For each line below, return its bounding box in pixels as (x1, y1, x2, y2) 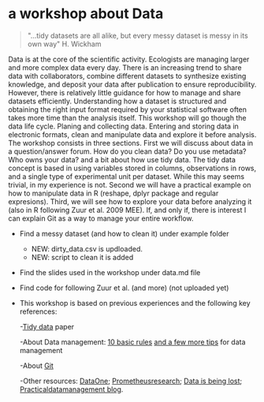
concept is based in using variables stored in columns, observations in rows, (8, 163, 257, 173)
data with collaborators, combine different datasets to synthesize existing (8, 71, 247, 80)
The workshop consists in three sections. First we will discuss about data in (8, 138, 254, 147)
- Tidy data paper (19, 322, 75, 331)
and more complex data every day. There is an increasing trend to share (8, 62, 242, 72)
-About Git (19, 360, 54, 370)
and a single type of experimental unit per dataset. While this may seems (8, 171, 245, 181)
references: (19, 307, 58, 316)
